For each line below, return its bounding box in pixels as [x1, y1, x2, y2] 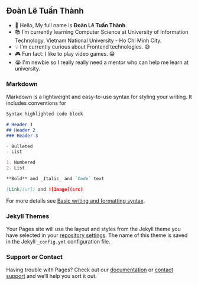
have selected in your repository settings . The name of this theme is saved [6, 232, 188, 239]
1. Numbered [6, 159, 35, 166]
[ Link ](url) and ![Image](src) [6, 186, 83, 193]
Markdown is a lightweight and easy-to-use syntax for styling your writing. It [6, 93, 192, 101]
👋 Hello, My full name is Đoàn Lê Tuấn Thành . [14, 21, 127, 28]
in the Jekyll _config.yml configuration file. [6, 238, 111, 245]
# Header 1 [6, 121, 33, 127]
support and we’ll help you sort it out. [6, 273, 97, 280]
